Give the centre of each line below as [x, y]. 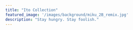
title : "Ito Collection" [32, 10]
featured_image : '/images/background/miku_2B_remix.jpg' [67, 15]
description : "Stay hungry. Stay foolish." [52, 19]
